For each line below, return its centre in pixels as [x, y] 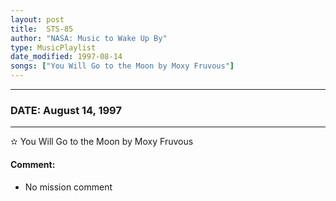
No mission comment [68, 187]
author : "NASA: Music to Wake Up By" [89, 38]
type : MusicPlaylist [53, 47]
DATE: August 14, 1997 [66, 110]
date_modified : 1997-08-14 [66, 57]
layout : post [37, 19]
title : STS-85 [42, 29]
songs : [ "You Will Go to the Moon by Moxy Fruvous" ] [122, 66]
